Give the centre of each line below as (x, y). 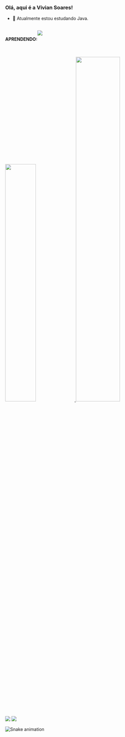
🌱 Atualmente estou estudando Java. (50, 19)
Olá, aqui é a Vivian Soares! (39, 8)
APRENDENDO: (21, 39)
